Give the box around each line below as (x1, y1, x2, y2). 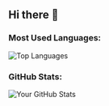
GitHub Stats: (8, 70, 63, 82)
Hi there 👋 (8, 8, 59, 22)
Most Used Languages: (8, 32, 102, 44)
